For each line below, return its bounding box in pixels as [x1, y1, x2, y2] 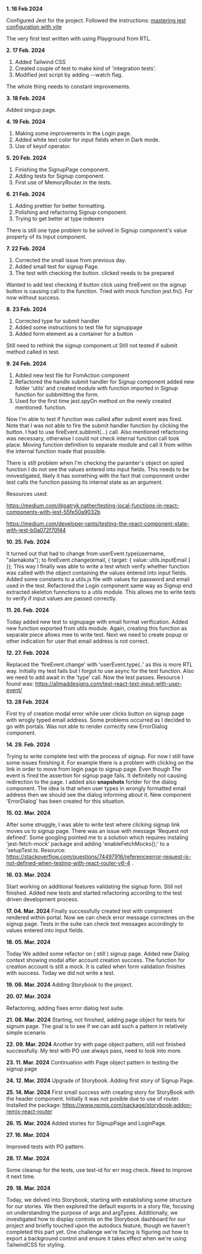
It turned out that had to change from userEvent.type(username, [6, 550, 165, 557]
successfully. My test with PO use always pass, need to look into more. [6, 1047, 182, 1054]
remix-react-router [6, 1108, 53, 1115]
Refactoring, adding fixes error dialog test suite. [6, 1005, 124, 1011]
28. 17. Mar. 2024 [6, 1155, 50, 1162]
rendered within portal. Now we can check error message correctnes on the [6, 914, 195, 921]
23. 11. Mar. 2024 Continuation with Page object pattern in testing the [6, 1059, 179, 1066]
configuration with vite [6, 24, 62, 30]
